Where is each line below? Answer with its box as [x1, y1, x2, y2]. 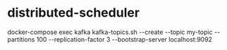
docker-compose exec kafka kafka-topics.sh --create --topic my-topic [7, 28, 213, 36]
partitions [7, 35, 35, 43]
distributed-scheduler [7, 5, 140, 21]
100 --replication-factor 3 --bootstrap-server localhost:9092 [36, 35, 213, 43]
